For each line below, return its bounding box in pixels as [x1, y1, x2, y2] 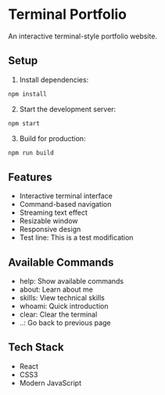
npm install [8, 90, 47, 98]
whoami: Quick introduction [19, 302, 109, 310]
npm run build [8, 149, 55, 157]
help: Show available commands [19, 277, 124, 285]
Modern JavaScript [19, 378, 82, 387]
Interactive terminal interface [19, 191, 113, 201]
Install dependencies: [19, 74, 89, 84]
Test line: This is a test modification [19, 233, 134, 242]
